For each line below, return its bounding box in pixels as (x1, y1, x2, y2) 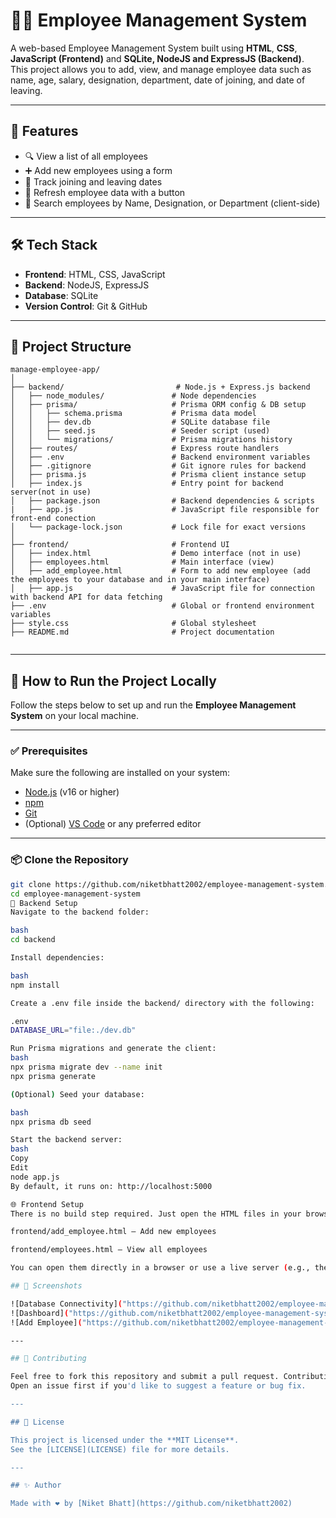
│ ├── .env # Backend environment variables (10, 452, 311, 463)
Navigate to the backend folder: (10, 907, 150, 918)
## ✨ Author (10, 1480, 62, 1491)
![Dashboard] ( (10, 1308, 70, 1318)
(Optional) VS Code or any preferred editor (24, 818, 202, 830)
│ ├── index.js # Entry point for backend (10, 479, 284, 489)
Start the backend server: (10, 1135, 123, 1145)
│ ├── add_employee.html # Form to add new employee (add (10, 566, 311, 576)
